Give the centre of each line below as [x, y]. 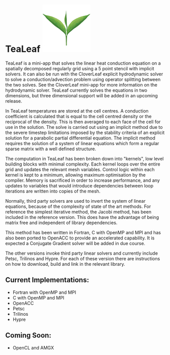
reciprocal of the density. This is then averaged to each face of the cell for [83, 122]
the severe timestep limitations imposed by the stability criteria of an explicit [85, 132]
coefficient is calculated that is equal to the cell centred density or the [78, 116]
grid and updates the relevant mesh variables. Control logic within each [80, 169]
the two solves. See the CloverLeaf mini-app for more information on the [81, 85]
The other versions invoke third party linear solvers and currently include [82, 253]
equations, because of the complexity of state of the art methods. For [78, 206]
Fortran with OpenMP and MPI [44, 292]
